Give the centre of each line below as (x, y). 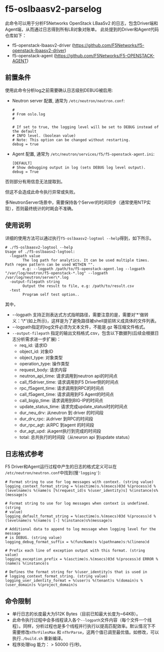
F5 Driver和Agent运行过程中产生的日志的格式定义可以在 (61, 467)
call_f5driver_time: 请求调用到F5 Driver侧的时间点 (69, 382)
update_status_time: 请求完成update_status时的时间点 (73, 406)
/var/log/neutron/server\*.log (37, 277)
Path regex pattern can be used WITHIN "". (50, 265)
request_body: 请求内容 (43, 370)
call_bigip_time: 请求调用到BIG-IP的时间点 (61, 400)
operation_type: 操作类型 (44, 363)
